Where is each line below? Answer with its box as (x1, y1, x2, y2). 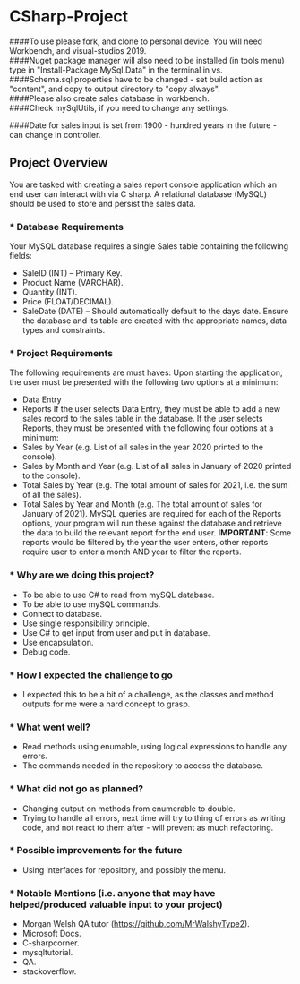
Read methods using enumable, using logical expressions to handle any (21, 741, 287, 752)
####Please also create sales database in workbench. (9, 92, 210, 104)
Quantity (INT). (21, 287, 78, 297)
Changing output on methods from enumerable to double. (21, 803, 236, 814)
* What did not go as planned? (9, 783, 144, 795)
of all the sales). (21, 490, 82, 501)
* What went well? (9, 721, 91, 733)
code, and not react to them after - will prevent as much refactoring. (21, 822, 274, 833)
